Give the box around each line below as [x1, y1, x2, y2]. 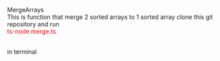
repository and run [7, 20, 60, 28]
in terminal [7, 47, 37, 56]
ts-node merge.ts [7, 27, 56, 35]
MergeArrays [7, 6, 45, 14]
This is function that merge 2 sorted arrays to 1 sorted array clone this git [7, 13, 213, 21]
